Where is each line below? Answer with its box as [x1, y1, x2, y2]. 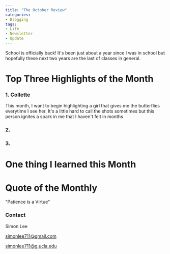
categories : [5, 12, 31, 17]
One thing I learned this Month [5, 159, 136, 171]
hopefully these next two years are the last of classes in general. [5, 55, 141, 61]
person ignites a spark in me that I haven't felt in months [5, 114, 123, 120]
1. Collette [5, 91, 31, 98]
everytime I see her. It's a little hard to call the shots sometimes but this [5, 108, 154, 115]
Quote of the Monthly [5, 182, 98, 193]
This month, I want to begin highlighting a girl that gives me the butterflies [5, 103, 160, 109]
